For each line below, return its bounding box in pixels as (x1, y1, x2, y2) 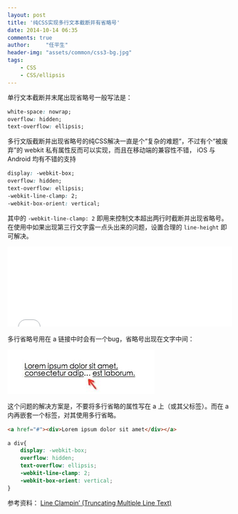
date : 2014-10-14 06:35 (7, 26, 78, 34)
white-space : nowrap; (7, 108, 72, 115)
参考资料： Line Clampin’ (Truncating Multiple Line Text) (7, 498, 172, 507)
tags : (7, 57, 24, 64)
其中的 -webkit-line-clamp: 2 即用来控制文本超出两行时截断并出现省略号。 (7, 214, 228, 222)
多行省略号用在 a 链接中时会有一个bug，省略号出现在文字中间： (7, 334, 195, 343)
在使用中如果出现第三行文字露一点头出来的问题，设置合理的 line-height (7, 222, 219, 231)
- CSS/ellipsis (20, 71, 66, 78)
